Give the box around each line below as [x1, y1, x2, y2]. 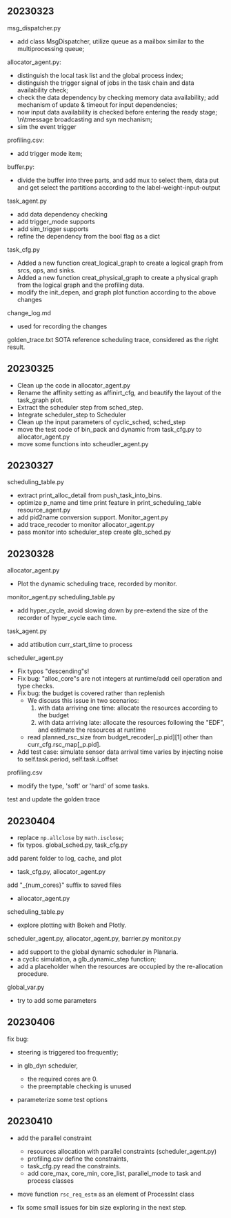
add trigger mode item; [17, 149, 83, 157]
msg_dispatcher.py [7, 23, 61, 32]
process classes [27, 1176, 74, 1185]
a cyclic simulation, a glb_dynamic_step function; [17, 955, 157, 964]
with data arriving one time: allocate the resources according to [37, 703, 219, 712]
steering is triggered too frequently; [17, 1048, 119, 1056]
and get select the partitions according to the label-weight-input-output [17, 183, 221, 192]
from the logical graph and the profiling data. [17, 281, 145, 289]
